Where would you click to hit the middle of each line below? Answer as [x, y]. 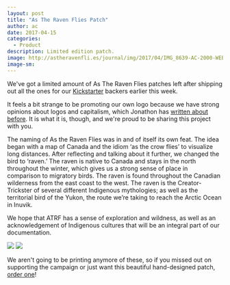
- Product [27, 45]
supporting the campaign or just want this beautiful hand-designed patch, [111, 267]
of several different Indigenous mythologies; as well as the [116, 190]
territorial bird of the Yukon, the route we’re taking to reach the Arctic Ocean [114, 197]
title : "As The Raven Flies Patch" [58, 20]
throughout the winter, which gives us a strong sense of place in [98, 168]
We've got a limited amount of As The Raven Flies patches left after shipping [115, 83]
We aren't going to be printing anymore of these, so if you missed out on [110, 260]
